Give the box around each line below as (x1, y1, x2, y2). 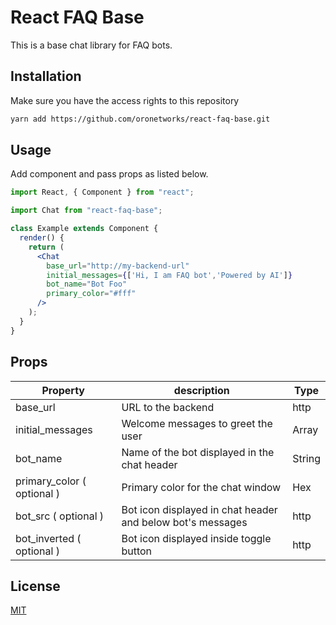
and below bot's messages (121, 515, 248, 529)
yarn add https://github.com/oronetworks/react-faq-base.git (10, 114, 271, 124)
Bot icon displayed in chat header (121, 502, 278, 516)
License (10, 577, 61, 595)
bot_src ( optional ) (15, 509, 105, 523)
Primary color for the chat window (121, 480, 282, 494)
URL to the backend (121, 400, 215, 414)
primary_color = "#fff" (46, 289, 137, 299)
